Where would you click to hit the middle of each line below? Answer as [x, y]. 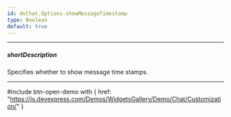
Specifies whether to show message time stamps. [78, 72]
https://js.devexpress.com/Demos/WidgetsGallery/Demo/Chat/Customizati [115, 99]
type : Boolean [27, 20]
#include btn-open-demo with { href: [59, 92]
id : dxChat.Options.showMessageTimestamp [67, 13]
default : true [27, 26]
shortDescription [32, 54]
